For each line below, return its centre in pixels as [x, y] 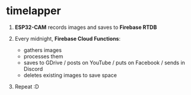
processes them [43, 56]
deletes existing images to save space [70, 75]
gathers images [43, 50]
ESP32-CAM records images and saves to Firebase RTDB [86, 27]
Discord [33, 68]
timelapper [34, 11]
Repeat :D [27, 86]
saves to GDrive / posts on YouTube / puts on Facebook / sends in [104, 63]
